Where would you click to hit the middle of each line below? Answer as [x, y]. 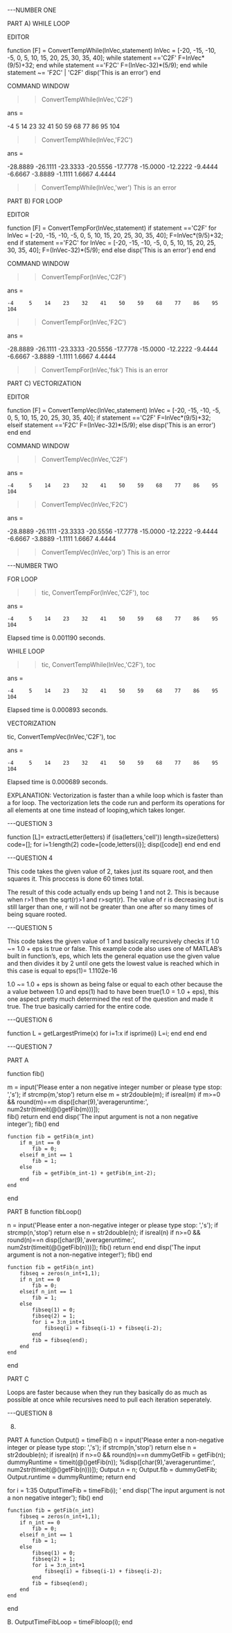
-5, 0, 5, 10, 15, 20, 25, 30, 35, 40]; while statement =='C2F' [92, 58]
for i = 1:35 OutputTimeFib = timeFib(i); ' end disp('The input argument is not [116, 1490]
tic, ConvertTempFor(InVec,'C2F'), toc [95, 592]
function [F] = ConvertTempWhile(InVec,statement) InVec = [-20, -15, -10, [111, 50]
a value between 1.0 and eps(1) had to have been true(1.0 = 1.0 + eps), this [113, 992]
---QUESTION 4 [30, 858]
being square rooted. [37, 914]
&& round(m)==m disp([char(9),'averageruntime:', [78, 1102]
